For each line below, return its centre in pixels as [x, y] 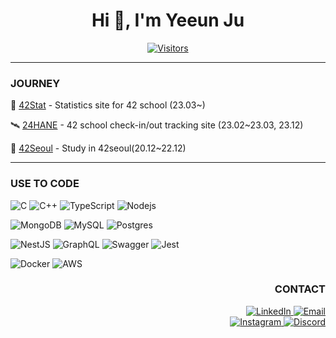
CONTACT [300, 289]
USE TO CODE [45, 184]
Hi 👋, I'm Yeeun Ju [168, 20]
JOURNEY [35, 83]
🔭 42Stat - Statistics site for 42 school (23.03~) [108, 105]
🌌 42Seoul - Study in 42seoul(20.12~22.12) [98, 148]
